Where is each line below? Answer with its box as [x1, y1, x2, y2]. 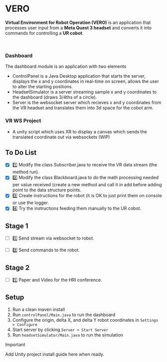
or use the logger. [12, 200, 49, 206]
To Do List [5, 148, 37, 157]
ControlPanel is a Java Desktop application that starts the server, [12, 73, 146, 79]
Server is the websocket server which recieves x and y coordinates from [12, 100, 162, 106]
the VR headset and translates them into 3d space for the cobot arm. [12, 105, 154, 111]
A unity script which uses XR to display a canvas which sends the [12, 128, 147, 134]
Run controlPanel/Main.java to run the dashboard [12, 312, 116, 318]
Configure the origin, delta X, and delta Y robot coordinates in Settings [12, 317, 159, 323]
